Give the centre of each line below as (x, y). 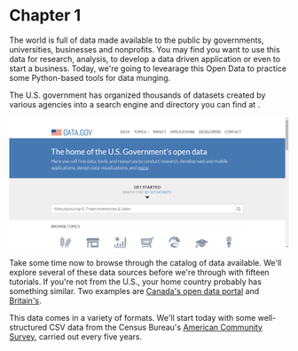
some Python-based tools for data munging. (90, 77)
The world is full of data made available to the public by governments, (137, 40)
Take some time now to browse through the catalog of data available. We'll (145, 262)
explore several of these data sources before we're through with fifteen (139, 272)
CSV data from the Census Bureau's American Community (156, 327)
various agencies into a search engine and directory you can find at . (135, 104)
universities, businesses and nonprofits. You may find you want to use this (145, 49)
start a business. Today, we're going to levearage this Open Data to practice (148, 68)
